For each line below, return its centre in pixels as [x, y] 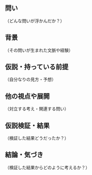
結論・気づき [24, 155]
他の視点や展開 [27, 96]
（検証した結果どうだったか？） [37, 138]
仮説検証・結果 [27, 125]
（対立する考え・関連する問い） [37, 109]
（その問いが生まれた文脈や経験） [39, 50]
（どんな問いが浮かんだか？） [35, 21]
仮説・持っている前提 [37, 67]
